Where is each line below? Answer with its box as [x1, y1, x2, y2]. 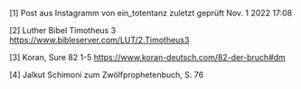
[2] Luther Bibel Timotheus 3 [9, 25, 117, 35]
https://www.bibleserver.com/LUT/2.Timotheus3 [9, 35, 190, 45]
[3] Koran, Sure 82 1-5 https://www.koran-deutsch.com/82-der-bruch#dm [9, 52, 287, 62]
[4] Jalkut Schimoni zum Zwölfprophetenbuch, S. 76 [9, 69, 204, 80]
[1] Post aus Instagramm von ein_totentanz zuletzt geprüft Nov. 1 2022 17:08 [9, 8, 293, 18]
